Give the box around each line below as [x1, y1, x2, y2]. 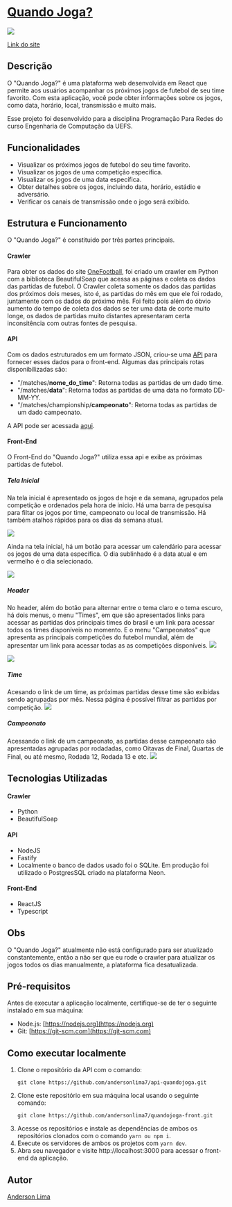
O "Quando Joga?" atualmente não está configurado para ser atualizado [7, 946, 213, 954]
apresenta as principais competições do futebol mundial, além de [7, 633, 194, 641]
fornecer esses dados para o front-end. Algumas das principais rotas [7, 357, 204, 366]
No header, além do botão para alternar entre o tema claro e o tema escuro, [7, 603, 223, 611]
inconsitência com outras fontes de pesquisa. [7, 319, 137, 327]
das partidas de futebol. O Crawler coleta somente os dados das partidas [7, 282, 217, 290]
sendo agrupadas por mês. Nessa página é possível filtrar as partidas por [7, 695, 217, 703]
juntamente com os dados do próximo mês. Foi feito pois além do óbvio [7, 297, 211, 305]
